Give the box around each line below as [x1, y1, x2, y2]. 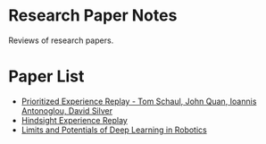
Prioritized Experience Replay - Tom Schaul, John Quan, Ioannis [21, 96, 257, 106]
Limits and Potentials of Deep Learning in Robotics [21, 124, 207, 135]
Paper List [8, 66, 85, 87]
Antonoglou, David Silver [21, 105, 113, 116]
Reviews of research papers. [8, 35, 114, 46]
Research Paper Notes [8, 5, 178, 26]
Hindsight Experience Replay [21, 114, 129, 125]
